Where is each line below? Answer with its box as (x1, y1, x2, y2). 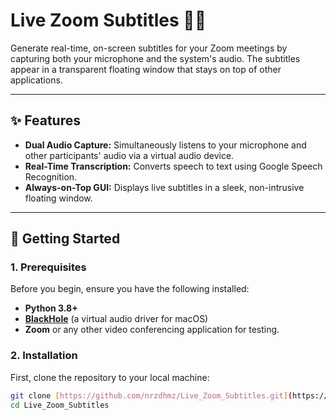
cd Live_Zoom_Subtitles (10, 400, 110, 410)
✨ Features (10, 112, 81, 129)
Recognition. (24, 170, 78, 183)
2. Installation (10, 349, 78, 363)
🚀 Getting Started (10, 230, 121, 248)
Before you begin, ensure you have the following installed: (10, 283, 250, 295)
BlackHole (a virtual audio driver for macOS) (24, 313, 209, 325)
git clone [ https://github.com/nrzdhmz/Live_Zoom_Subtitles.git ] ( (10, 390, 293, 401)
